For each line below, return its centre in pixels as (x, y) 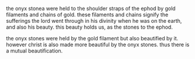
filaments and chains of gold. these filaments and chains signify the (87, 15)
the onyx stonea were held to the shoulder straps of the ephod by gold (91, 8)
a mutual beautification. (34, 51)
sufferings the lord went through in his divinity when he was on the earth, (94, 21)
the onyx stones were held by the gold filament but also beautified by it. (92, 38)
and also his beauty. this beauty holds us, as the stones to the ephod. (90, 27)
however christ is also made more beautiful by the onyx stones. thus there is (98, 44)
